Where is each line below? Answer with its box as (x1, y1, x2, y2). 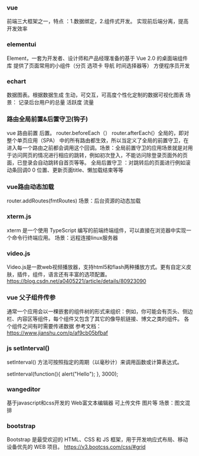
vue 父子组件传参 (6, 294, 56, 301)
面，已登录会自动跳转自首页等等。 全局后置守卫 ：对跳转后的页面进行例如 (6, 159, 185, 166)
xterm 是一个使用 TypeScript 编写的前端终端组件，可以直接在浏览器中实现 (6, 226, 187, 234)
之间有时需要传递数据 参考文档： (22, 323, 102, 330)
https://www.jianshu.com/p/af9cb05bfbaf (6, 329, 109, 336)
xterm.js (6, 213, 32, 221)
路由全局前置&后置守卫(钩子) (6, 115, 88, 123)
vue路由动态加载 (6, 183, 54, 191)
